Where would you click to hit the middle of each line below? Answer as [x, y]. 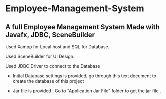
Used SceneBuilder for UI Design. [40, 56]
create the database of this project [48, 81]
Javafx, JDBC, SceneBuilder [50, 35]
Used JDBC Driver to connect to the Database [53, 66]
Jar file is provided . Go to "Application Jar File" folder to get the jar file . [87, 91]
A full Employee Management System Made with [83, 27]
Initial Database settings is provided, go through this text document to [85, 76]
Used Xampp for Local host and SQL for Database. [57, 47]
